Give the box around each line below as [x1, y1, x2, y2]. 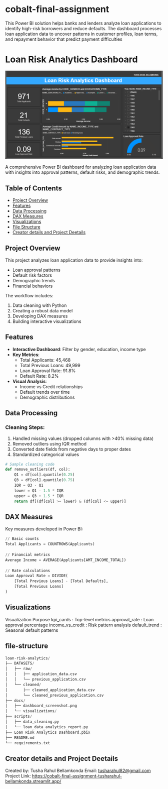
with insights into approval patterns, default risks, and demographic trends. [5, 169, 160, 175]
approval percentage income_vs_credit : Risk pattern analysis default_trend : [5, 622, 162, 628]
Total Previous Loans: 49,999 [19, 362, 81, 368]
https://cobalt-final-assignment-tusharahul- [31, 773, 122, 779]
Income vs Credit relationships [19, 383, 83, 390]
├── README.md [5, 735, 35, 740]
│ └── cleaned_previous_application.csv [5, 693, 104, 698]
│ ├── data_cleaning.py [5, 719, 59, 724]
